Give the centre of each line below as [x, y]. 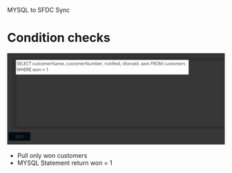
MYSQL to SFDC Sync [39, 10]
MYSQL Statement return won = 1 [65, 163]
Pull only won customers [52, 156]
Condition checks [59, 38]
